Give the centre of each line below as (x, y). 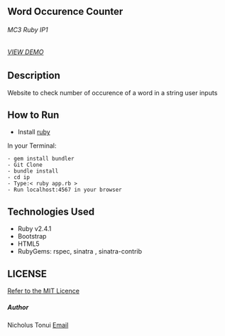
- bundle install (33, 171)
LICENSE (27, 274)
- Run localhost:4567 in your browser (65, 190)
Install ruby (34, 132)
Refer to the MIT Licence (44, 291)
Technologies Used (51, 211)
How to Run (33, 115)
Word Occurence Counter (65, 12)
